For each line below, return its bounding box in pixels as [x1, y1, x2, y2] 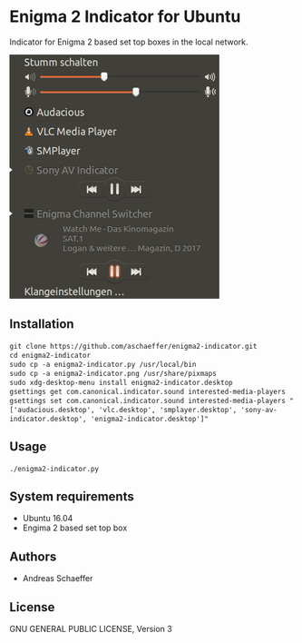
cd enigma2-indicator [9, 351, 92, 360]
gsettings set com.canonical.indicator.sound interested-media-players [9, 396, 286, 405]
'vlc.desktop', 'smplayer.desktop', [98, 405, 238, 414]
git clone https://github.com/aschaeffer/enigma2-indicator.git [9, 341, 258, 351]
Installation [9, 316, 74, 332]
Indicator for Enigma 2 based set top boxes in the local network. [9, 36, 248, 47]
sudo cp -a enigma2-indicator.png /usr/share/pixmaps [9, 369, 218, 378]
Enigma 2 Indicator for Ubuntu [9, 6, 241, 27]
